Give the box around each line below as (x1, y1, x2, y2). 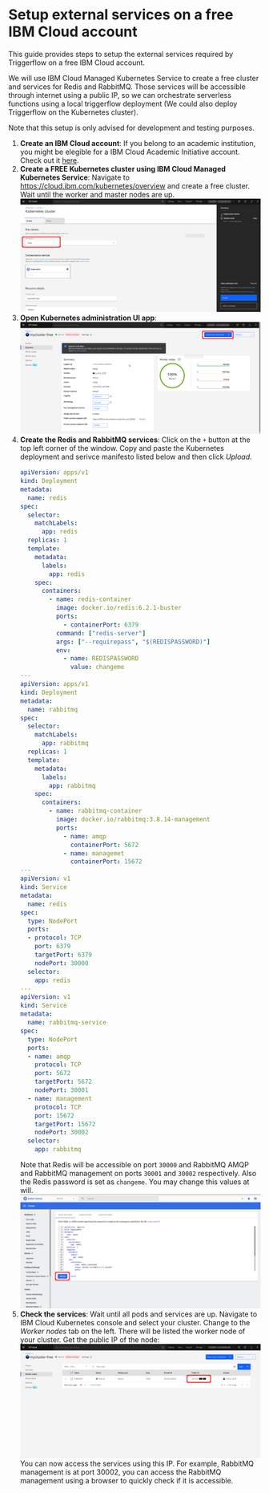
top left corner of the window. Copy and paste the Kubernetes (19, 444, 224, 453)
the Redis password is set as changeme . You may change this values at (19, 1177, 250, 1187)
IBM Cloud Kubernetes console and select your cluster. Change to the (19, 1318, 251, 1328)
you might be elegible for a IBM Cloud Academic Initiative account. (19, 147, 240, 156)
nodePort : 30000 (34, 959, 89, 968)
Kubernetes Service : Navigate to (19, 172, 130, 182)
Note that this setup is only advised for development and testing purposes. (8, 123, 255, 132)
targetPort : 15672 (34, 1120, 96, 1128)
